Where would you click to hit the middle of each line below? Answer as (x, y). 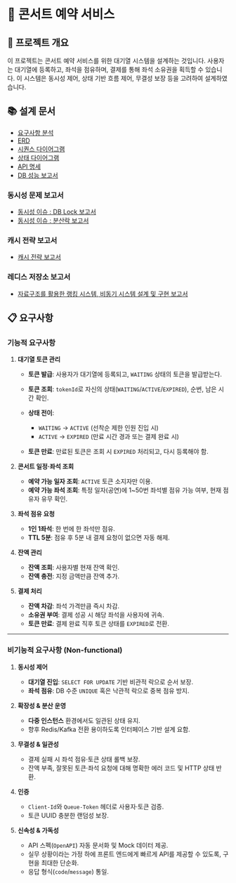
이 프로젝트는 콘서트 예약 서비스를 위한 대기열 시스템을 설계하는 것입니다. (106, 61)
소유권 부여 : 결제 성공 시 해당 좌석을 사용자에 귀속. (96, 615)
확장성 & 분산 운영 (42, 705)
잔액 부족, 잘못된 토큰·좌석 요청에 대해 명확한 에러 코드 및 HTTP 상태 (121, 768)
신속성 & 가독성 (38, 830)
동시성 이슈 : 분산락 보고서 (53, 221)
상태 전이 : (41, 413)
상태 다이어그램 (38, 157)
